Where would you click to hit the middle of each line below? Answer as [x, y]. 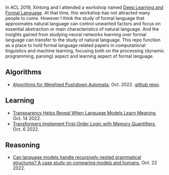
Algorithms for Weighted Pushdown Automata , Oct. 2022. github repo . [86, 84]
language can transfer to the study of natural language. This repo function [83, 40]
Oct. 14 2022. [27, 118]
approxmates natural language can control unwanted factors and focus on [83, 23]
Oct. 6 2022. [26, 129]
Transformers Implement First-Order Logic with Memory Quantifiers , [84, 123]
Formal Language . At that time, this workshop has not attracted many [78, 13]
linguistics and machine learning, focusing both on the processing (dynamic [85, 51]
